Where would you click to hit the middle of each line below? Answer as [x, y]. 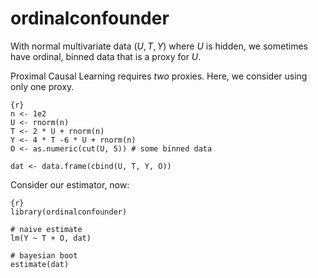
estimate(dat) [40, 264]
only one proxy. [42, 86]
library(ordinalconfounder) [69, 212]
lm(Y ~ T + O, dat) [51, 238]
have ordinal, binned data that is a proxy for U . [106, 56]
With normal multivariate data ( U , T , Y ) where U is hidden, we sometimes [159, 46]
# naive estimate [46, 229]
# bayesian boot [44, 255]
